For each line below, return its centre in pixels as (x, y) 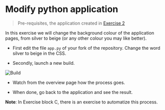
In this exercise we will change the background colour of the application (80, 33)
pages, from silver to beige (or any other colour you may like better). (76, 38)
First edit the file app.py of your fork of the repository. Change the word (86, 48)
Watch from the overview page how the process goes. (69, 82)
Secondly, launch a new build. (44, 63)
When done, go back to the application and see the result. (73, 92)
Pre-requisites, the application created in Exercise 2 (71, 23)
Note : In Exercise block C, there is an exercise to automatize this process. (81, 102)
